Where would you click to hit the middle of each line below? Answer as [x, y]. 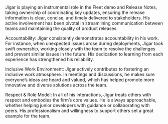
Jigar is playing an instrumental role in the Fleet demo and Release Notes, [81, 7]
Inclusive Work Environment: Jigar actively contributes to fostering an [77, 69]
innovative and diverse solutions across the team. [56, 85]
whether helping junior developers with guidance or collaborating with [77, 105]
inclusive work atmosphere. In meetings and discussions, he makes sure [80, 74]
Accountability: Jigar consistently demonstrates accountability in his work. [82, 38]
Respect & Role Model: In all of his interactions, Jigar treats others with [78, 95]
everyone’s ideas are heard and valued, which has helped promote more [80, 80]
